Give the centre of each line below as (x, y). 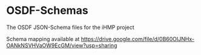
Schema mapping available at (43, 39)
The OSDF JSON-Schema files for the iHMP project (70, 27)
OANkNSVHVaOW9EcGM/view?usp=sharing (62, 45)
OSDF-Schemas (48, 11)
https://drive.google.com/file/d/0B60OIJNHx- (138, 39)
